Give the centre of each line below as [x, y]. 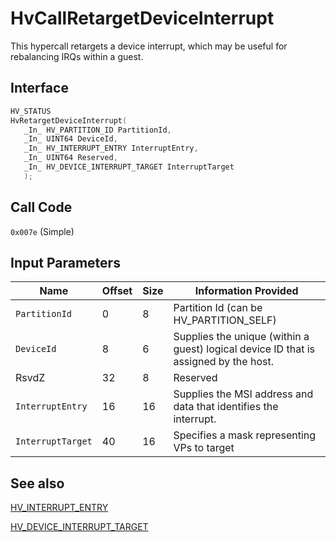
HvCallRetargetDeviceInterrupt [142, 18]
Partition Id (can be [218, 308]
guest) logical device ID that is [244, 349]
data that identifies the [226, 407]
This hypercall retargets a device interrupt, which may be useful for [149, 46]
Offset [117, 291]
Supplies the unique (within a [241, 337]
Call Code [41, 207]
